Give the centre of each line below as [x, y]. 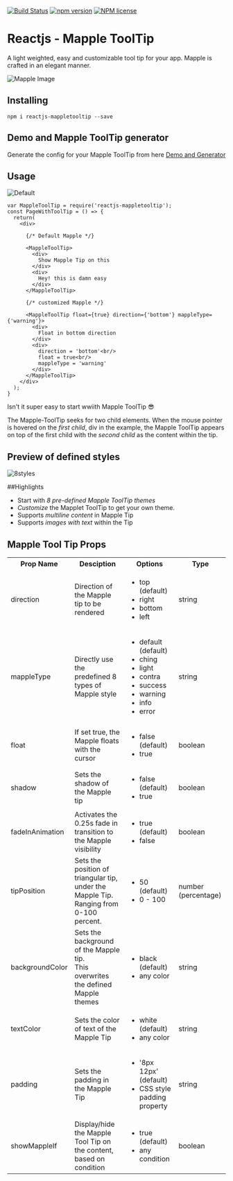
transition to [94, 832]
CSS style [155, 1088]
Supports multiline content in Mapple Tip [75, 515]
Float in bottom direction [77, 333]
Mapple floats [97, 741]
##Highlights [25, 487]
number [191, 886]
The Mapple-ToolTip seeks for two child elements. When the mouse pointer [115, 420]
